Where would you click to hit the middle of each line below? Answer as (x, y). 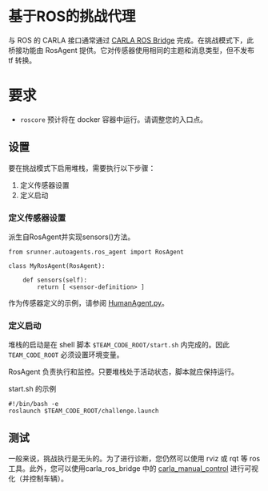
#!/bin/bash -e (34, 404)
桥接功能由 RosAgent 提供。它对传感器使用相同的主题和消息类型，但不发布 (131, 50)
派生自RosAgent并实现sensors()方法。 (72, 237)
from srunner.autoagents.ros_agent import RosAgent (96, 252)
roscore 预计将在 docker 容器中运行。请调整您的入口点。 (114, 119)
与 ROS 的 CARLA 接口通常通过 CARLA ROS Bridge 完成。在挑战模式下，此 (131, 40)
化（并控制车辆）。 (38, 479)
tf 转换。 (22, 60)
